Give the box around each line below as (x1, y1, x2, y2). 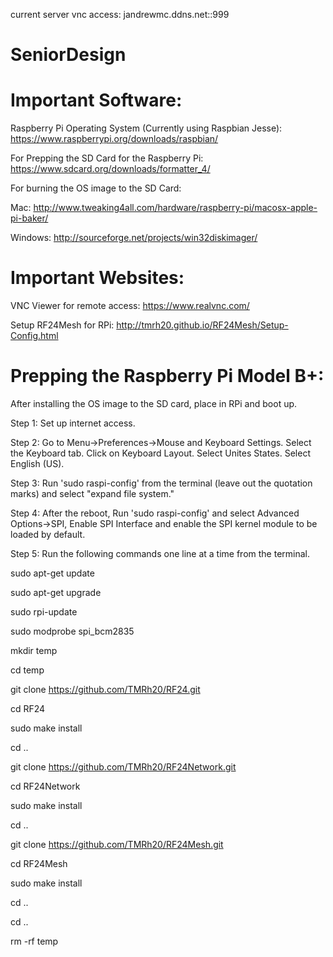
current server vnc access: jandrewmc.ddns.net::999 (10, 9, 230, 20)
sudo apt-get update (10, 567, 95, 579)
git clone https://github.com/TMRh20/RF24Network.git (10, 761, 237, 773)
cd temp (10, 664, 45, 676)
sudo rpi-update (10, 606, 78, 618)
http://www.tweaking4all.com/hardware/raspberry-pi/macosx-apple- (33, 202, 318, 214)
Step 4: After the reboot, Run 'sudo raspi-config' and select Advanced (10, 507, 300, 519)
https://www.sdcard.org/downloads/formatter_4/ (10, 163, 211, 175)
